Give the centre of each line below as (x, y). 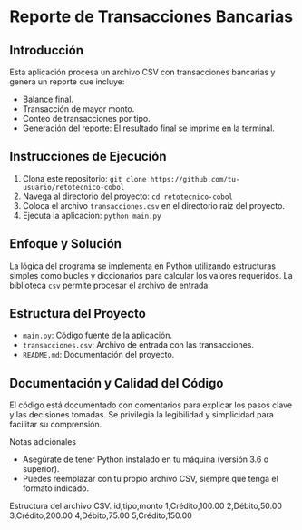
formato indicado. (55, 488)
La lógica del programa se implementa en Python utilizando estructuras (143, 266)
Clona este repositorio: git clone (84, 178)
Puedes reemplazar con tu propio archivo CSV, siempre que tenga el (150, 479)
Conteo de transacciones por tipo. (87, 118)
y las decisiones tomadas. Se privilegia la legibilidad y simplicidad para (141, 415)
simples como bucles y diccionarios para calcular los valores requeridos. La (151, 275)
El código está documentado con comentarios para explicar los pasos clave (151, 405)
